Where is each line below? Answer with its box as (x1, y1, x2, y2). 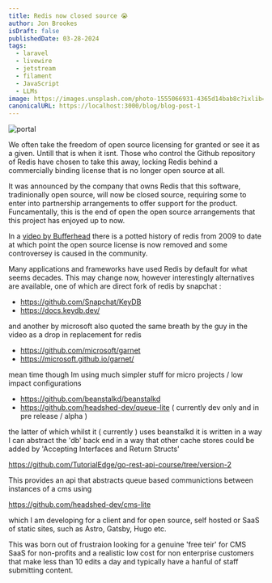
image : (8, 95, 31, 103)
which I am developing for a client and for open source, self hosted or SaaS (8, 515, 260, 526)
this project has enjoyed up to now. (8, 216, 125, 226)
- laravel (15, 49, 49, 57)
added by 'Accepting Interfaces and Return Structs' (8, 444, 180, 454)
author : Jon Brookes (8, 19, 79, 27)
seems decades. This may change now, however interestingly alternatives (8, 272, 255, 283)
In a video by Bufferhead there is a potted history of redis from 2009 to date (8, 231, 261, 241)
